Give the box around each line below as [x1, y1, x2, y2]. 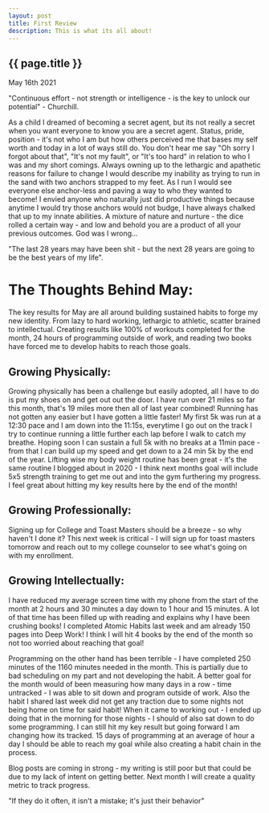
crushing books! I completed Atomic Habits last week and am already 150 [8, 621, 251, 630]
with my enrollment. [8, 550, 74, 560]
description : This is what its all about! [8, 27, 153, 35]
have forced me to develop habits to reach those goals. [8, 342, 191, 351]
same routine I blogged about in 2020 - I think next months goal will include [8, 463, 259, 473]
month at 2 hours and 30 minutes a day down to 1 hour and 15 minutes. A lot [8, 604, 259, 614]
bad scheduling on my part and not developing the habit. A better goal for [8, 671, 252, 680]
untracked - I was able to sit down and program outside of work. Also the [8, 688, 251, 697]
